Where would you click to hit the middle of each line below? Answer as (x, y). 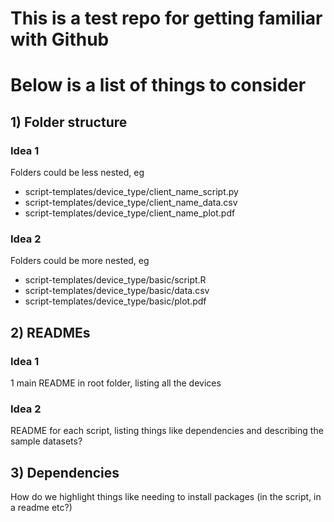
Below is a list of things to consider (158, 85)
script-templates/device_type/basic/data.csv (117, 291)
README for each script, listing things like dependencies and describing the (167, 431)
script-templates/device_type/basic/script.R (115, 280)
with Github (60, 39)
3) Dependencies (65, 472)
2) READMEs (50, 332)
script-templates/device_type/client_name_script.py (131, 192)
